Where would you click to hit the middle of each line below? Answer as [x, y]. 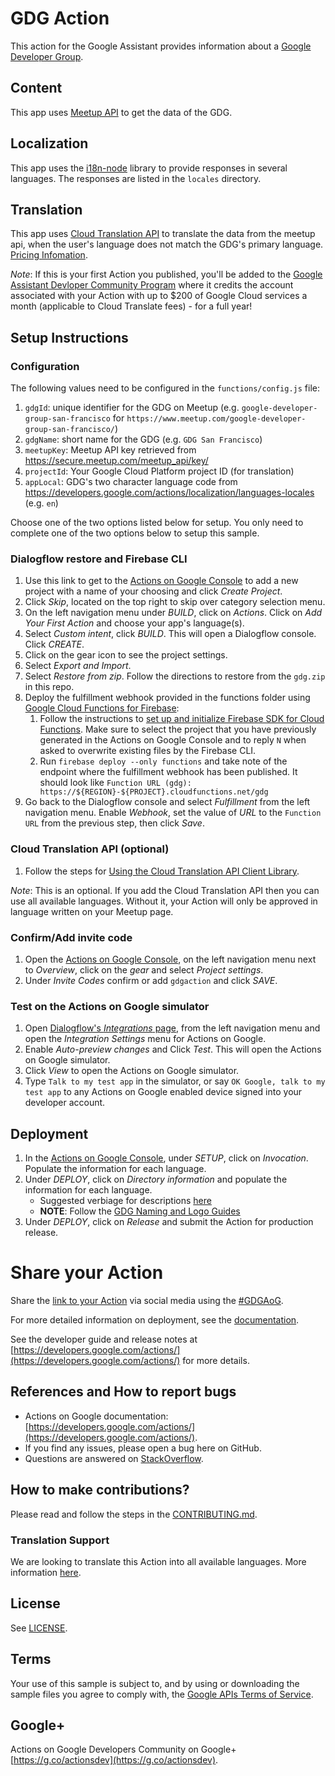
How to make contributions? [100, 1490]
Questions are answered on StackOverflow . [114, 1458]
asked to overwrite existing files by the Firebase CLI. [148, 751]
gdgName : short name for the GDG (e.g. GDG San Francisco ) [143, 439]
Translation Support [60, 1540]
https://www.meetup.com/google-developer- [216, 419]
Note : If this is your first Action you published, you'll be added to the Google [166, 274]
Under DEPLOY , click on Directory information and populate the [156, 1179]
